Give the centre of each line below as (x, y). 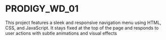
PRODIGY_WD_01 (42, 9)
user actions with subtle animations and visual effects (61, 33)
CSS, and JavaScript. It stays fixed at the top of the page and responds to (82, 27)
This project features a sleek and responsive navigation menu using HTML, (83, 22)
